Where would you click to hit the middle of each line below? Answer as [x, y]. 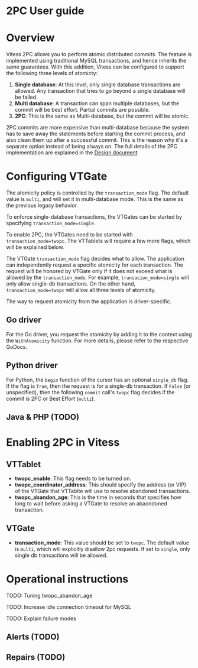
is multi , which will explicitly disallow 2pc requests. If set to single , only [102, 549]
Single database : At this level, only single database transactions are [98, 85]
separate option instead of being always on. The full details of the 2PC [92, 147]
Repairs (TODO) [36, 657]
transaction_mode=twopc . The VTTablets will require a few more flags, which [98, 241]
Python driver [32, 366]
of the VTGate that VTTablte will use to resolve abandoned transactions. [103, 491]
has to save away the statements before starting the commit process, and [96, 134]
